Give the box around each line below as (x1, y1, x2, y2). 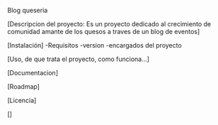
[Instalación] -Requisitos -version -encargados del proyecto (7, 41, 182, 49)
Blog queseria (7, 6, 48, 14)
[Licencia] (7, 96, 37, 104)
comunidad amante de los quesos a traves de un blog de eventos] (7, 28, 200, 36)
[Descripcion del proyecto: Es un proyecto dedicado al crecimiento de (7, 20, 211, 28)
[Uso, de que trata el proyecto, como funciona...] (7, 55, 150, 63)
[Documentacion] (7, 69, 59, 77)
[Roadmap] (7, 82, 40, 91)
